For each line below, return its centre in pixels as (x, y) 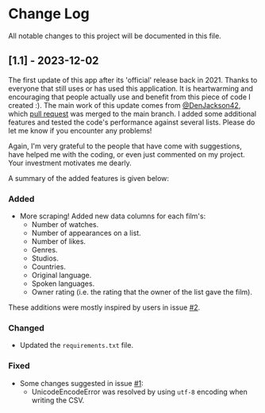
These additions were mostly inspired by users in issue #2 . (104, 307)
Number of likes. (58, 241)
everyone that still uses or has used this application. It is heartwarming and (131, 88)
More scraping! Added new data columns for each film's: (113, 216)
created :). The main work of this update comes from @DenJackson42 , (125, 105)
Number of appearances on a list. (86, 233)
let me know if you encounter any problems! (80, 130)
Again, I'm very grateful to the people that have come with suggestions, (125, 146)
